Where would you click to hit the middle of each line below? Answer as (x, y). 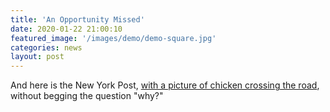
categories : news (46, 47)
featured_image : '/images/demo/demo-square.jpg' (113, 38)
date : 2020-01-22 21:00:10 (66, 29)
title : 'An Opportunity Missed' (77, 19)
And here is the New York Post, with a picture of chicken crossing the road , (165, 85)
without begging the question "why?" (87, 96)
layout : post (37, 57)
